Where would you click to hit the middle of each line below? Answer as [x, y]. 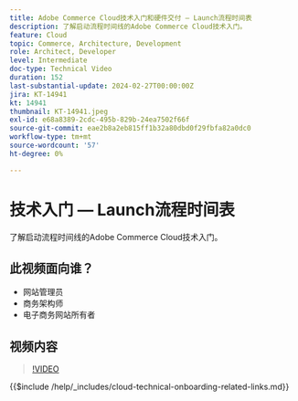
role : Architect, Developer [63, 52]
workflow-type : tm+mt [51, 137]
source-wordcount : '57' [55, 145]
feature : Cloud [38, 35]
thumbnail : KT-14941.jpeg [59, 111]
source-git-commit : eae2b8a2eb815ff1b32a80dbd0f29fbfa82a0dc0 [130, 129]
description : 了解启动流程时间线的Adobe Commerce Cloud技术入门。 [128, 26]
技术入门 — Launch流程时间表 [122, 210]
